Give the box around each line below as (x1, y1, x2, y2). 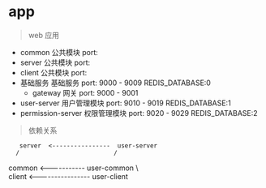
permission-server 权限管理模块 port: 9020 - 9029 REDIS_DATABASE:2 (19, 108, 258, 117)
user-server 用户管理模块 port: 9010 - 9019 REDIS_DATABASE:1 (19, 98, 231, 108)
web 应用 (28, 30, 59, 40)
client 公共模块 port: (19, 67, 88, 77)
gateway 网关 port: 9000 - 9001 (32, 88, 139, 97)
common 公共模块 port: (19, 47, 99, 57)
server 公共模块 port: (19, 58, 91, 67)
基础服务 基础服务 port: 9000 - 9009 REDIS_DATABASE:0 (19, 78, 211, 88)
